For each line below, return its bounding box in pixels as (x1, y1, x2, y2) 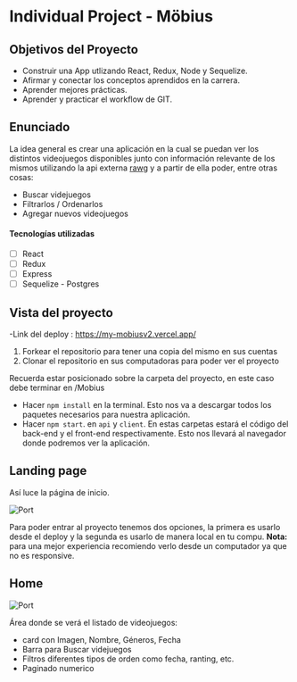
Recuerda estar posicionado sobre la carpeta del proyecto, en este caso (9, 373, 275, 384)
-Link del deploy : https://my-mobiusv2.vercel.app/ (9, 329, 196, 340)
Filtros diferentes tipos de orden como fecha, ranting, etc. (21, 653, 235, 664)
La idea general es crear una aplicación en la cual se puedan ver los (9, 143, 260, 154)
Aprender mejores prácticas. (21, 85, 128, 95)
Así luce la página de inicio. (9, 487, 110, 497)
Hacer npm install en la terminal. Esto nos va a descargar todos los (21, 400, 272, 411)
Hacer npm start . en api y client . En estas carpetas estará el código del (21, 419, 289, 429)
